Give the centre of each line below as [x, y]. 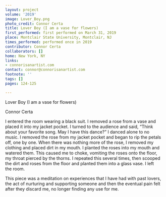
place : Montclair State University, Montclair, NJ [58, 38]
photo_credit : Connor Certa [34, 24]
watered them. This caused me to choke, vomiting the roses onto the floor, [81, 153]
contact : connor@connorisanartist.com [45, 70]
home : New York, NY [25, 56]
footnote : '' [19, 74]
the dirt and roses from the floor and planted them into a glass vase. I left [80, 163]
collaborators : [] [24, 51]
